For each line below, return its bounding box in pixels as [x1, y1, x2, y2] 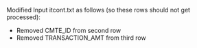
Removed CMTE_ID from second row [16, 27, 121, 34]
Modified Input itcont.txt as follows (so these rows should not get [6, 6, 190, 14]
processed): [6, 13, 40, 21]
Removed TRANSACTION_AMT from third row [16, 34, 147, 42]
